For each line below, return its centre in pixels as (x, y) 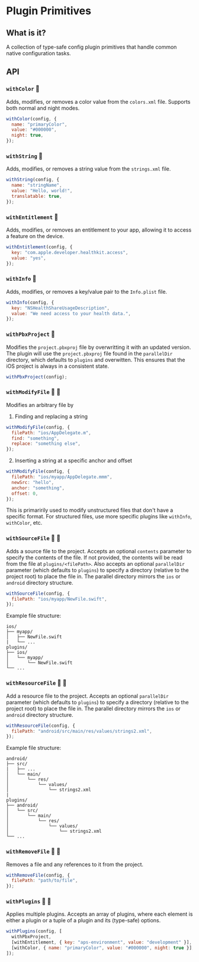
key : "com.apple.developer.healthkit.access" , (70, 252)
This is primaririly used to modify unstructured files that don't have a (90, 510)
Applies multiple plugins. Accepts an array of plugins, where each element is (99, 914)
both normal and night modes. (43, 108)
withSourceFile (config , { (38, 594)
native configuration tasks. (38, 53)
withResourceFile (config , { (41, 726)
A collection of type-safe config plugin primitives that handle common (92, 47)
